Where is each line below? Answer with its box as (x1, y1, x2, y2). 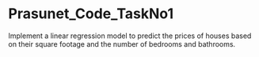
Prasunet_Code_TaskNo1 (8, 5, 174, 23)
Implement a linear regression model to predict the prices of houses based (8, 31, 252, 40)
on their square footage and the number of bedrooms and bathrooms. (8, 39, 236, 48)
